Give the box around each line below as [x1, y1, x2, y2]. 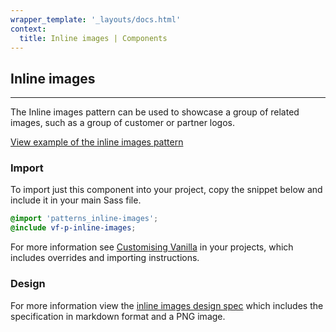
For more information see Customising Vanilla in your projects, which [10, 241, 294, 253]
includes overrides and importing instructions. [10, 252, 200, 264]
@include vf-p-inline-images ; [10, 223, 137, 233]
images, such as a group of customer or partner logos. [10, 117, 236, 129]
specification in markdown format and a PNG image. [10, 310, 226, 322]
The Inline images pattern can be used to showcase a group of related [10, 106, 300, 118]
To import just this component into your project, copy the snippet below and [10, 184, 323, 196]
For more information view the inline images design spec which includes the [10, 299, 324, 311]
